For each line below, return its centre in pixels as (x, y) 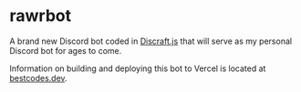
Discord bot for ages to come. (66, 50)
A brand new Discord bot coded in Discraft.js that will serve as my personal (151, 41)
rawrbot (40, 16)
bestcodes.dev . (38, 77)
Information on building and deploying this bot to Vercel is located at (138, 68)
